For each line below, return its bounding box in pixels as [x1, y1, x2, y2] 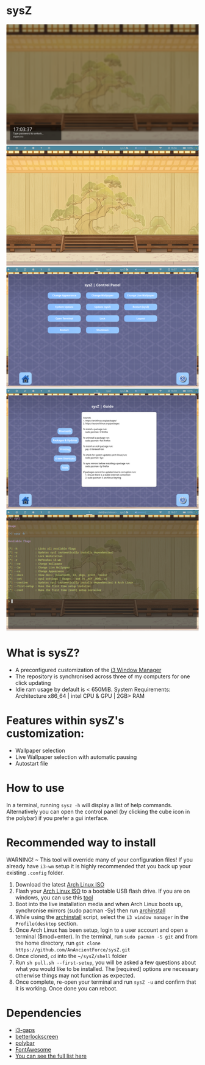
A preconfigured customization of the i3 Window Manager [15, 666, 162, 673]
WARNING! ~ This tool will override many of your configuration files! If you [6, 856, 193, 863]
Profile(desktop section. [15, 920, 78, 927]
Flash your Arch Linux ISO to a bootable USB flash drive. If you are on [15, 887, 190, 895]
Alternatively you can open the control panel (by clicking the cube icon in [6, 808, 190, 815]
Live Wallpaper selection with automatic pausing [15, 753, 137, 761]
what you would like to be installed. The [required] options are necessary [15, 965, 199, 972]
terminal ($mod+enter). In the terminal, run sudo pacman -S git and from [15, 932, 198, 940]
